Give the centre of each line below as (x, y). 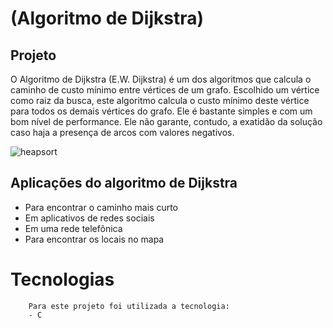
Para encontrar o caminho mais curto (101, 207)
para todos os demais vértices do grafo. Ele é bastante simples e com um (161, 111)
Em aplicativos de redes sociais (89, 218)
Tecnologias (62, 279)
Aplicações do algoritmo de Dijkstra (124, 183)
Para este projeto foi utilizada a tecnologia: (129, 306)
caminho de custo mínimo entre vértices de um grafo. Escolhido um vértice (165, 90)
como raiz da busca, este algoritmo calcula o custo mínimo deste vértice (160, 100)
